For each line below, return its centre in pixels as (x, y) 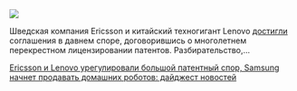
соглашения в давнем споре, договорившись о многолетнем (128, 41)
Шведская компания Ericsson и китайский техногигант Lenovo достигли (148, 31)
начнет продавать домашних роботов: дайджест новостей (123, 77)
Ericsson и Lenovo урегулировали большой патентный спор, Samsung (144, 68)
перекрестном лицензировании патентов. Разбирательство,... (130, 50)
